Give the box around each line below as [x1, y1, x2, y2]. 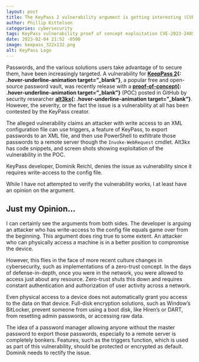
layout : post [6, 8, 38, 15]
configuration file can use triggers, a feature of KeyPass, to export [6, 125, 168, 133]
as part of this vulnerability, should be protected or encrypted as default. [6, 342, 184, 350]
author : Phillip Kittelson [6, 20, 73, 26]
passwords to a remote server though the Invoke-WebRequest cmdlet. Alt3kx [6, 138, 191, 146]
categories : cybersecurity [6, 25, 73, 32]
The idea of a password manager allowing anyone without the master [6, 323, 175, 330]
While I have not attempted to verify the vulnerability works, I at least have [6, 180, 187, 187]
